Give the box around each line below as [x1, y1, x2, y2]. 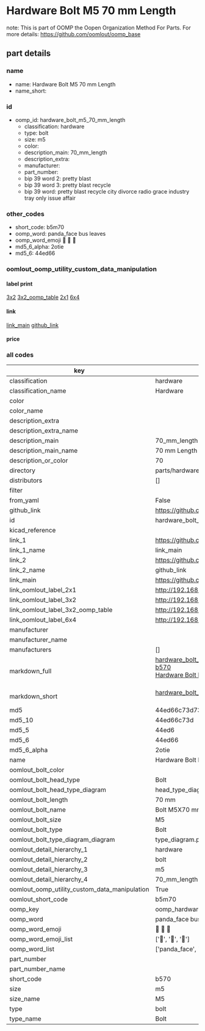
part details [6, 48, 51, 59]
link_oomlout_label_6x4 [9, 616, 77, 624]
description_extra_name [9, 426, 78, 435]
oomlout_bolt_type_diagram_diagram [9, 836, 115, 844]
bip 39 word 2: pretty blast [24, 175, 92, 182]
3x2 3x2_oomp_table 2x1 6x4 [6, 293, 80, 301]
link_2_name [9, 566, 46, 575]
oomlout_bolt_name [9, 806, 66, 814]
